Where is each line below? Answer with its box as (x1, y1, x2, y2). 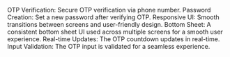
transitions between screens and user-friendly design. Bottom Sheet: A (7, 21, 211, 28)
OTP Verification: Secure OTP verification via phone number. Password (7, 6, 211, 14)
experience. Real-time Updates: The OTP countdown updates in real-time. (7, 35, 220, 43)
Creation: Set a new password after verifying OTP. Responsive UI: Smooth (7, 13, 220, 21)
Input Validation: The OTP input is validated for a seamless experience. (7, 43, 210, 50)
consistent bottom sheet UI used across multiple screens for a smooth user (7, 27, 223, 36)
